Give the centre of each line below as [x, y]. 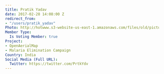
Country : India [20, 55]
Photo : [12, 28]
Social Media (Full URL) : [31, 59]
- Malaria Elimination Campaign [38, 50]
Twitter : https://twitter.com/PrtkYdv [49, 64]
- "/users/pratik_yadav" [30, 23]
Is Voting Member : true [33, 37]
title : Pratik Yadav [26, 9]
